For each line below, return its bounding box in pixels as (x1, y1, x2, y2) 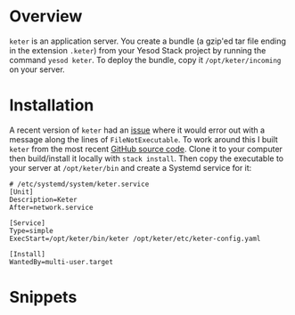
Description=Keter (9, 195, 78, 204)
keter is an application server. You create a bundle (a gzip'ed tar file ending (9, 36, 287, 46)
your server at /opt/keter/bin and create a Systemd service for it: (9, 162, 252, 173)
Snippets (9, 287, 78, 308)
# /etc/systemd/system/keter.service (9, 180, 150, 189)
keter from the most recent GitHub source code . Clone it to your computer (9, 143, 283, 154)
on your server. (9, 64, 65, 75)
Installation (9, 95, 94, 116)
